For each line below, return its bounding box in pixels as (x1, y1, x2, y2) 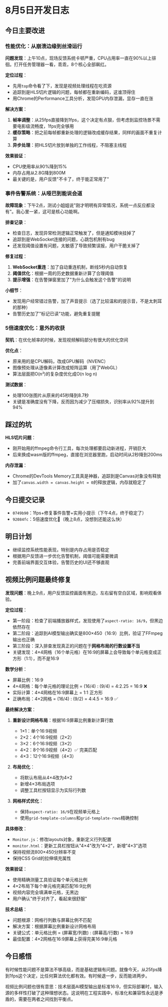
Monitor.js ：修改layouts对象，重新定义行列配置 (12, 836, 112, 842)
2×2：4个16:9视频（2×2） (20, 734, 75, 740)
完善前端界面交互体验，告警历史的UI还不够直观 (12, 559, 109, 565)
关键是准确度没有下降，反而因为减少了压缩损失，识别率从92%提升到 (12, 399, 154, 405)
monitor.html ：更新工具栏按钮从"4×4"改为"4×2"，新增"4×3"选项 (12, 843, 147, 849)
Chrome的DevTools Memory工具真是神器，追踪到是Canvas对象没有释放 (12, 473, 161, 479)
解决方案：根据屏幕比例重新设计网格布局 (12, 923, 96, 929)
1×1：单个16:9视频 (20, 728, 58, 734)
